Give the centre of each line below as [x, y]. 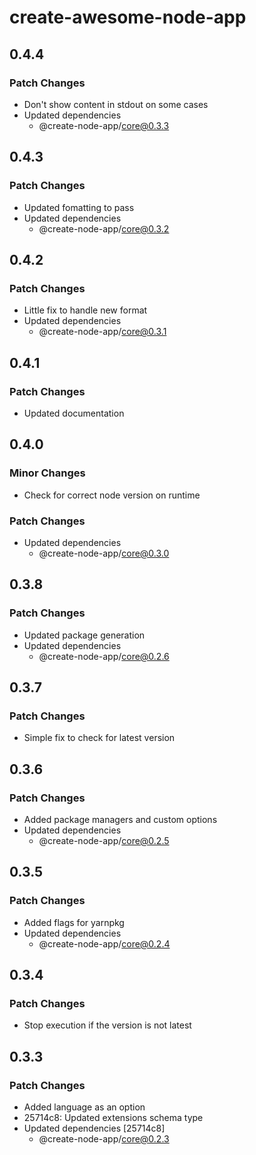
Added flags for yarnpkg [74, 922]
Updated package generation [84, 635]
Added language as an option [84, 1107]
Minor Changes [47, 473]
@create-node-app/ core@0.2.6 [104, 656]
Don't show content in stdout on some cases [116, 104]
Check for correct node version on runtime [112, 495]
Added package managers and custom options [120, 819]
